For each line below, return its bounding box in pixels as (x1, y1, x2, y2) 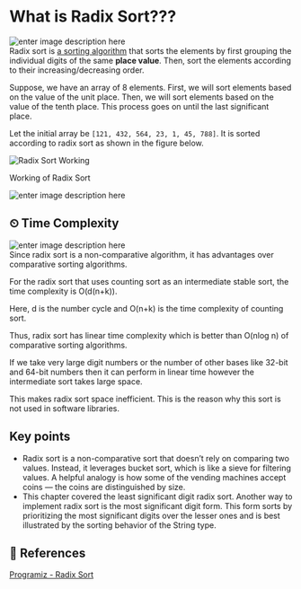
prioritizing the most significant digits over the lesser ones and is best (22, 510, 280, 521)
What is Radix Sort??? (9, 6, 177, 27)
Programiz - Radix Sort (9, 569, 94, 580)
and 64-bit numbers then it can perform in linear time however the (9, 366, 254, 377)
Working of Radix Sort (9, 172, 92, 183)
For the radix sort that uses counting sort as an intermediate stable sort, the (9, 276, 289, 286)
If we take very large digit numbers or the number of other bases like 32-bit (9, 356, 289, 367)
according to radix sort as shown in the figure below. (9, 137, 204, 148)
